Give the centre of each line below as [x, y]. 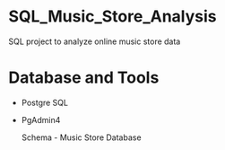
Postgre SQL [45, 102]
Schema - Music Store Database [81, 137]
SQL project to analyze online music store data [95, 41]
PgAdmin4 [41, 119]
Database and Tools [84, 78]
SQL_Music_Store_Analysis [112, 17]
